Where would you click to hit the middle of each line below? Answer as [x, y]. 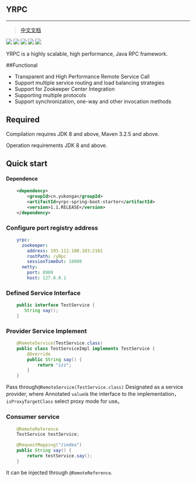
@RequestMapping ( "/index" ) [49, 445]
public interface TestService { [56, 305]
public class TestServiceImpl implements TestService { [86, 348]
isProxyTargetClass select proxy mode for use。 [64, 401]
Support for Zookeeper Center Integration [64, 89]
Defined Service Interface [43, 293]
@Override [39, 354]
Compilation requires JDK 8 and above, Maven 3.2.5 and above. [83, 134]
